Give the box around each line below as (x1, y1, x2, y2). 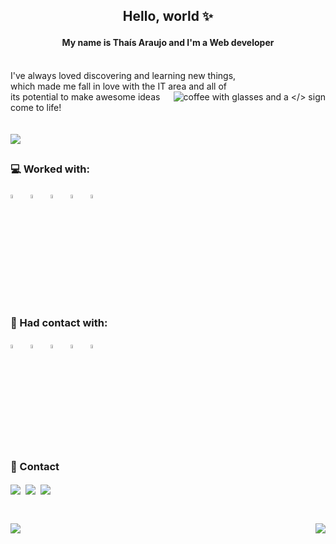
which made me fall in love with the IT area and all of (10, 80, 227, 92)
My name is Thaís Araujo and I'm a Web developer (61, 37, 275, 49)
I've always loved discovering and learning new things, (10, 70, 237, 81)
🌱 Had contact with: (10, 316, 108, 330)
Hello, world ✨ (122, 8, 214, 25)
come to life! (10, 102, 62, 113)
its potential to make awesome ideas (10, 91, 161, 103)
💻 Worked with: (10, 162, 90, 176)
